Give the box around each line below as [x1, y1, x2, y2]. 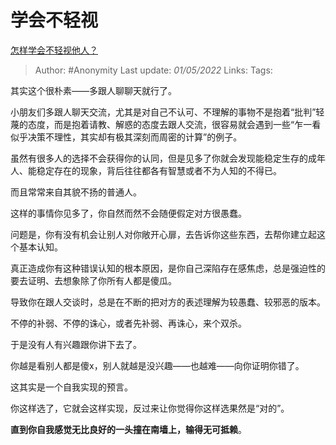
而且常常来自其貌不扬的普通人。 [10, 186, 142, 198]
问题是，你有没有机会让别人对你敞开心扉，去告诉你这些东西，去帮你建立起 [10, 228, 317, 240]
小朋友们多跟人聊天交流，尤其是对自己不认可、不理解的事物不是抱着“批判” [10, 106, 317, 118]
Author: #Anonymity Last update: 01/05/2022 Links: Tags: [34, 64, 273, 76]
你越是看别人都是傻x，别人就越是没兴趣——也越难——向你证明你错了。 [10, 359, 305, 371]
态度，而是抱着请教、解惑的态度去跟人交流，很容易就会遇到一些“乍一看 [27, 118, 322, 130]
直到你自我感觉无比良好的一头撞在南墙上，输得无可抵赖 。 [10, 423, 247, 435]
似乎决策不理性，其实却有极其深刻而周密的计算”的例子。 [10, 131, 243, 143]
